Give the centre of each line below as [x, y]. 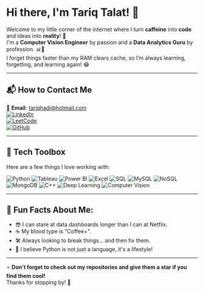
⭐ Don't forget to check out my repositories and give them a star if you [97, 267]
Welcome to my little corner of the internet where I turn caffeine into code [99, 29]
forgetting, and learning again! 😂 [48, 64]
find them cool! [26, 276]
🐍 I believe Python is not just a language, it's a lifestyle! [84, 249]
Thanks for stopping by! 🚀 [39, 282]
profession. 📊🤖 [25, 49]
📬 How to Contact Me [49, 90]
